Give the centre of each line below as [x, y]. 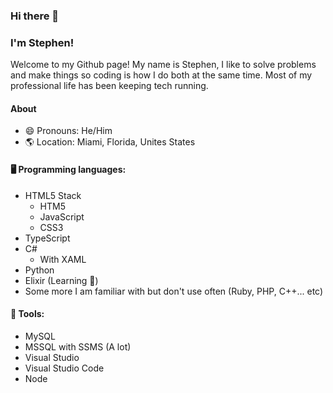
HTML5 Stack [53, 195]
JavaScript [62, 216]
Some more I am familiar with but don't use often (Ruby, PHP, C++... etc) [174, 291]
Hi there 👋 [35, 16]
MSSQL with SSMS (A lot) [78, 346]
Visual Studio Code [64, 368]
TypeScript [47, 238]
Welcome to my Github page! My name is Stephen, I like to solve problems [163, 65]
